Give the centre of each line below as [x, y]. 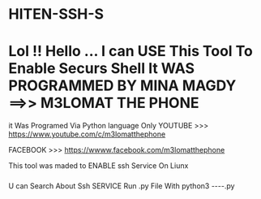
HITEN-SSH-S [56, 14]
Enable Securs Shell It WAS [102, 69]
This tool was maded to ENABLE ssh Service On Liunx [98, 166]
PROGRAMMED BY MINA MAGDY [122, 86]
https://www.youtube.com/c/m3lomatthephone [87, 134]
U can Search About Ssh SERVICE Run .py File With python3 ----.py [122, 186]
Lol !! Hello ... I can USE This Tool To [130, 52]
